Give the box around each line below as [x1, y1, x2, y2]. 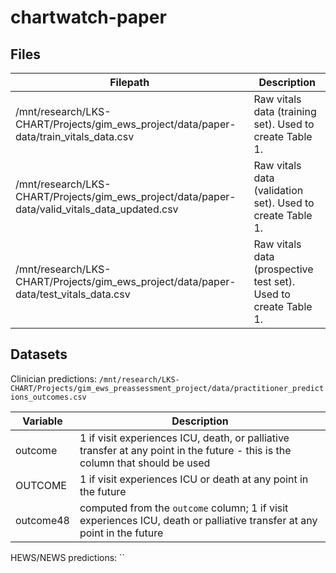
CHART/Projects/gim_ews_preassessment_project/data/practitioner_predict [10, 383, 325, 393]
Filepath [109, 76, 150, 89]
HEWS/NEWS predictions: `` [10, 551, 126, 563]
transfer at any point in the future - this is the [79, 443, 292, 457]
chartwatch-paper [10, 6, 167, 29]
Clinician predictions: [10, 372, 97, 385]
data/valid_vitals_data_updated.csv [15, 202, 179, 216]
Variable [22, 414, 63, 428]
